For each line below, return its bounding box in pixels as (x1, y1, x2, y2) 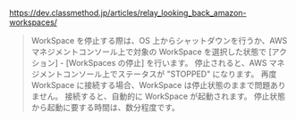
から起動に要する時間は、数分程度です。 (30, 102, 181, 112)
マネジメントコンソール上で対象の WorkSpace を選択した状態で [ (30, 46, 273, 57)
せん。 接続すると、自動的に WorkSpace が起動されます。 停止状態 (38, 91, 286, 101)
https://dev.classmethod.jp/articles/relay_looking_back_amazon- (9, 8, 247, 18)
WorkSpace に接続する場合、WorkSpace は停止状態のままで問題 (30, 80, 271, 90)
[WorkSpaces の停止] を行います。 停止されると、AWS (65, 58, 267, 68)
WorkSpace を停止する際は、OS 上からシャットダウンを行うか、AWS (30, 36, 288, 45)
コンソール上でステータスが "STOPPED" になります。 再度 (62, 69, 277, 79)
